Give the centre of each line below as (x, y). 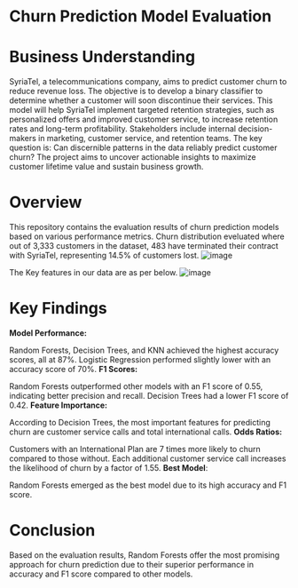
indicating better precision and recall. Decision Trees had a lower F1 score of (149, 396)
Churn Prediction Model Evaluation (141, 16)
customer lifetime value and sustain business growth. (106, 167)
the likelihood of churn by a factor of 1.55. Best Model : (109, 468)
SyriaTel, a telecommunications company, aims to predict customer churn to (148, 82)
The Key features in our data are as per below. (94, 273)
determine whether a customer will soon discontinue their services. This (141, 100)
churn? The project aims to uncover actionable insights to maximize (133, 157)
